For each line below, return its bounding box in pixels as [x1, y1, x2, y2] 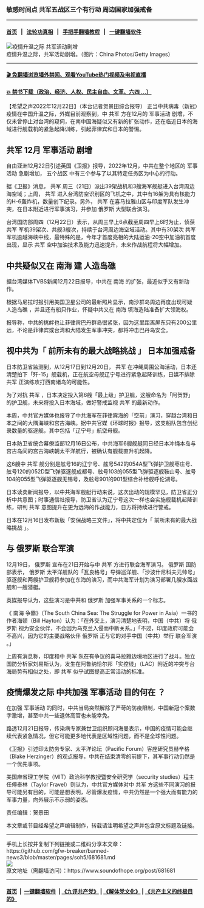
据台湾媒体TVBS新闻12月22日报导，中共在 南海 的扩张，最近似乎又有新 [6, 277, 185, 285]
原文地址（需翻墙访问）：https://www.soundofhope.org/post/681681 [6, 867, 175, 875]
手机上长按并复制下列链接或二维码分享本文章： [6, 841, 123, 848]
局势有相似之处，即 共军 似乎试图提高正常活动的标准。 [11, 668, 148, 675]
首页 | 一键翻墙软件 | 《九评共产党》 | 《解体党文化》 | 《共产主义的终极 [6, 887, 188, 895]
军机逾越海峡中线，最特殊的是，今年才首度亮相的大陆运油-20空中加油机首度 [6, 234, 196, 241]
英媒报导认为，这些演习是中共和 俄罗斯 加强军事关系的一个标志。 [6, 596, 169, 603]
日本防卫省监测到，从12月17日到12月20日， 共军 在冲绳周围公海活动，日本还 [6, 363, 197, 370]
